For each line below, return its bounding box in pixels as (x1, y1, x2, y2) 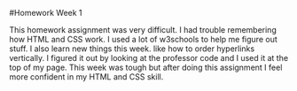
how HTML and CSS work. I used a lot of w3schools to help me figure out (9, 34, 277, 44)
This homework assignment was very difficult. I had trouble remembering (9, 25, 277, 34)
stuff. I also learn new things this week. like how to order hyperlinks (9, 43, 255, 54)
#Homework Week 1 (9, 8, 82, 18)
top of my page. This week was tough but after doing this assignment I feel (9, 62, 283, 72)
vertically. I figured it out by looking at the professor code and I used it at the (9, 53, 289, 63)
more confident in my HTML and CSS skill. (9, 72, 164, 82)
